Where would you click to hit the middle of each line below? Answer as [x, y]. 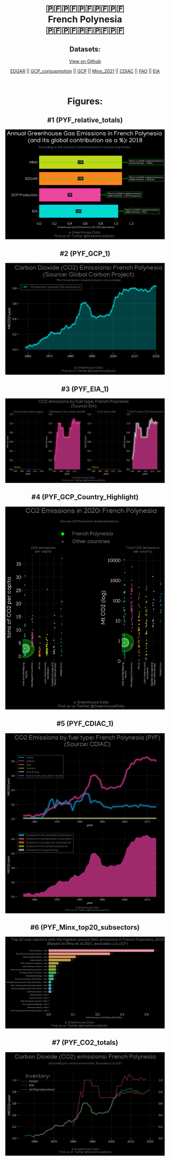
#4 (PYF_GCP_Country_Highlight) [85, 497]
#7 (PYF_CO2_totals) [85, 1043]
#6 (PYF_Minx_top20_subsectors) [85, 927]
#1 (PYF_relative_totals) [85, 120]
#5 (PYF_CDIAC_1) [85, 724]
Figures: [85, 102]
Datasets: [85, 49]
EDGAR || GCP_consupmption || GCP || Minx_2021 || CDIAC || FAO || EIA [85, 71]
